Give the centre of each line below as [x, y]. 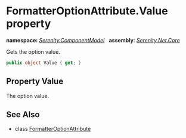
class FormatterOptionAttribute [53, 129]
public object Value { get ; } [44, 63]
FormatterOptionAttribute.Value [87, 11]
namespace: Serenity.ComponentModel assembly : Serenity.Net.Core [93, 40]
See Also [23, 115]
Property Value [35, 82]
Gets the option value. [33, 51]
